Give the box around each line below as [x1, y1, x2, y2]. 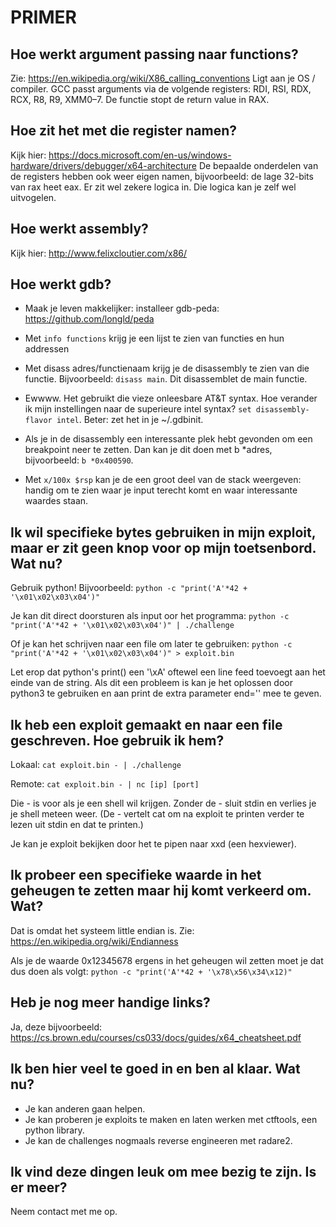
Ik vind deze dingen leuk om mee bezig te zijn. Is [10, 1163, 317, 1180]
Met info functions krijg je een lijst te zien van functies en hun [24, 332, 285, 345]
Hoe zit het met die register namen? [10, 122, 237, 140]
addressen [24, 343, 70, 355]
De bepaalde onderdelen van [198, 159, 319, 171]
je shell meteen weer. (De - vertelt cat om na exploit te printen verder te [10, 808, 305, 820]
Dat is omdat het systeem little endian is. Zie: [10, 924, 195, 936]
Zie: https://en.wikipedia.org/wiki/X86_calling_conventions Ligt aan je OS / [10, 72, 316, 84]
